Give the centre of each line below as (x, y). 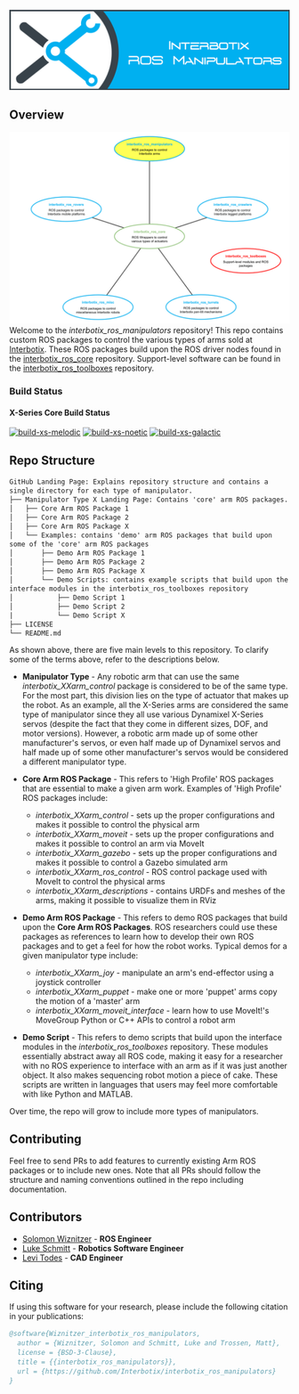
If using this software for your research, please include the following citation (149, 1307)
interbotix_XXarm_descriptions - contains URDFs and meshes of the (160, 891)
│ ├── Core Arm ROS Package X (69, 526)
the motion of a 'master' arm (88, 1001)
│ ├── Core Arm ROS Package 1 (69, 509)
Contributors (46, 1217)
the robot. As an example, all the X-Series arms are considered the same (155, 705)
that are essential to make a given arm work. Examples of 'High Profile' (152, 788)
